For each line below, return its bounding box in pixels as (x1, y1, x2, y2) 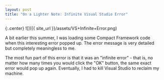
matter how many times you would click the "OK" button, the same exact (5, 60, 152, 66)
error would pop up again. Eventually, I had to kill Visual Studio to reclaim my (5, 65, 160, 71)
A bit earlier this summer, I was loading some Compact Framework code (5, 35, 151, 41)
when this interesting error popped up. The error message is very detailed (5, 40, 155, 46)
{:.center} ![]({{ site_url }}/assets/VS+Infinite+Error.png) (5, 25, 117, 31)
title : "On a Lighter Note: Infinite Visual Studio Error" (5, 12, 128, 17)
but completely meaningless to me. (5, 45, 76, 51)
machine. (5, 70, 24, 76)
